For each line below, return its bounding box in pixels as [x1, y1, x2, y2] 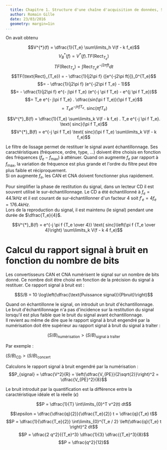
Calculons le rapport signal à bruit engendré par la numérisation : [5, 363, 138, 369]
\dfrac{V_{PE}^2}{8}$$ [60, 376, 107, 382]
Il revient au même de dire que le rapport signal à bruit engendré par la [5, 317, 150, 323]
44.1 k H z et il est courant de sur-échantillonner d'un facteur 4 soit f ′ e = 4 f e [5, 195, 157, 202]
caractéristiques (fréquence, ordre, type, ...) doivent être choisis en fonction [5, 149, 161, 155]
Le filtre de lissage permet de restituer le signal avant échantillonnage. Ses [5, 144, 158, 150]
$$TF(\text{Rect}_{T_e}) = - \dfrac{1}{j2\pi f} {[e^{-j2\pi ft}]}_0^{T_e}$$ [11, 73, 157, 79]
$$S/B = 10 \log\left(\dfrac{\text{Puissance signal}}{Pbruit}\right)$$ [14, 292, 153, 298]
